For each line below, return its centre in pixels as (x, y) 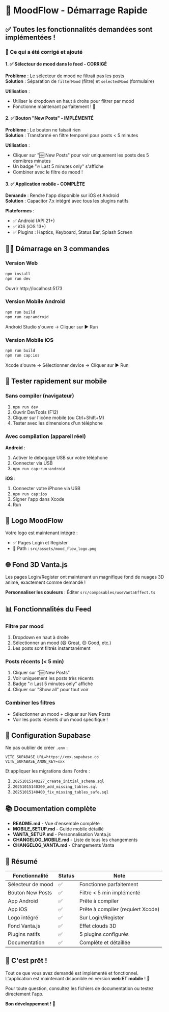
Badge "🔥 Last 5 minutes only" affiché (53, 684)
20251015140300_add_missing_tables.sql (55, 787)
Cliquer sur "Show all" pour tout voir (51, 690)
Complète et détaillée (105, 942)
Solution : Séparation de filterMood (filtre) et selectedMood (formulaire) (80, 81)
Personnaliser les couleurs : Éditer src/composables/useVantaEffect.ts (80, 592)
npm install (18, 274)
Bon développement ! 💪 (31, 1004)
